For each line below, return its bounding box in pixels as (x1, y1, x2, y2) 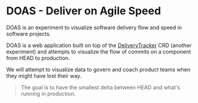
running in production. (20, 90, 76, 97)
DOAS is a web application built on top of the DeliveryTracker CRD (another (6, 42, 192, 49)
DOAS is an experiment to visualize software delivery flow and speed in (6, 24, 182, 31)
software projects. (6, 30, 51, 37)
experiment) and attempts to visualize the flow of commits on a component (6, 48, 191, 55)
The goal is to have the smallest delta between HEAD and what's (20, 83, 181, 90)
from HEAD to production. (6, 54, 70, 61)
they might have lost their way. (6, 72, 82, 79)
